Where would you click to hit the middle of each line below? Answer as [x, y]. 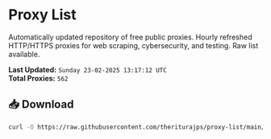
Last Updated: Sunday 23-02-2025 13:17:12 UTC [88, 69]
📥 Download [41, 105]
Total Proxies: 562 [38, 78]
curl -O [21, 127]
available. [24, 54]
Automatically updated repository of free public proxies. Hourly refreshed [130, 37]
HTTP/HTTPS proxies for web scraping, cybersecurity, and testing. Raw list [133, 45]
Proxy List [42, 15]
